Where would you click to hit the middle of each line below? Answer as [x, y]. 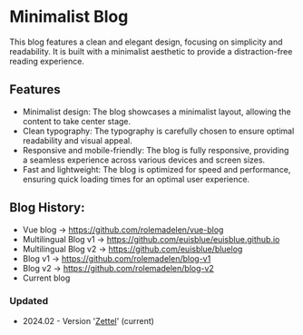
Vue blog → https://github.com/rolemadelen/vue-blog [123, 230]
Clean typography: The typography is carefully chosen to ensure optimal [158, 131]
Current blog [46, 278]
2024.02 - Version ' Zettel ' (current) [88, 320]
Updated [29, 301]
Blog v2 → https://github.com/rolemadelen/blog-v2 [118, 268]
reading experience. [47, 61]
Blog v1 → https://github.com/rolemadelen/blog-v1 [117, 258]
